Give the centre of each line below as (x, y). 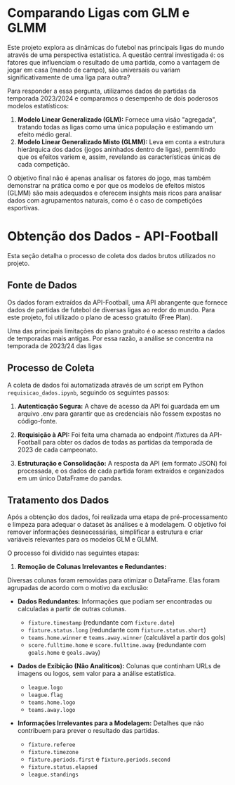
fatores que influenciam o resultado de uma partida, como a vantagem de (114, 62)
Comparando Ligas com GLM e (99, 13)
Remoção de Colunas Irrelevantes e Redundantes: (92, 567)
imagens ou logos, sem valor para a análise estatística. (96, 674)
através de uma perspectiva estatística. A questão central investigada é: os (116, 55)
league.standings (53, 775)
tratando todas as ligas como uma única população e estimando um (115, 127)
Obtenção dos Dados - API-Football (113, 236)
